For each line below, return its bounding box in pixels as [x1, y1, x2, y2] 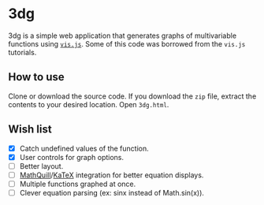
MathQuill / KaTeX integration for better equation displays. [19, 170, 204, 180]
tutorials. [8, 47, 37, 57]
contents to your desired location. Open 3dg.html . [8, 99, 169, 109]
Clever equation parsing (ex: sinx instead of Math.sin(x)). [19, 188, 205, 197]
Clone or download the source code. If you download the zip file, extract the [8, 91, 257, 101]
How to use [8, 70, 65, 84]
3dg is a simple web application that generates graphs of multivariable [8, 31, 237, 40]
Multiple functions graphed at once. [19, 179, 136, 188]
